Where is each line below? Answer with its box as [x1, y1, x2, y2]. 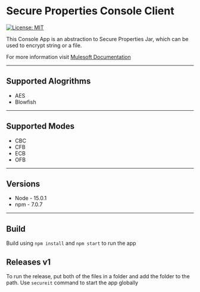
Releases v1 [6, 257, 51, 267]
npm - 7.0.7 [14, 201, 43, 208]
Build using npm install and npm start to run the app [6, 240, 136, 247]
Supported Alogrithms [6, 76, 91, 86]
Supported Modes [6, 121, 75, 132]
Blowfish [14, 98, 37, 105]
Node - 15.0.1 [14, 195, 47, 202]
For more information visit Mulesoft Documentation [6, 53, 131, 60]
